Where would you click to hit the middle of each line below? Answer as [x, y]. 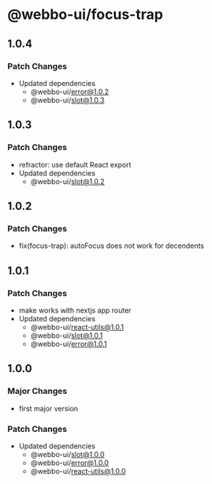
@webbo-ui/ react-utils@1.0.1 [77, 327]
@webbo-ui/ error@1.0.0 [70, 463]
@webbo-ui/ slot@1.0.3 [67, 99]
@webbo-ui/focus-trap [85, 15]
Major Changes [37, 391]
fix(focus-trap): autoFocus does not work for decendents [112, 246]
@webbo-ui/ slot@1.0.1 [67, 335]
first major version [48, 408]
